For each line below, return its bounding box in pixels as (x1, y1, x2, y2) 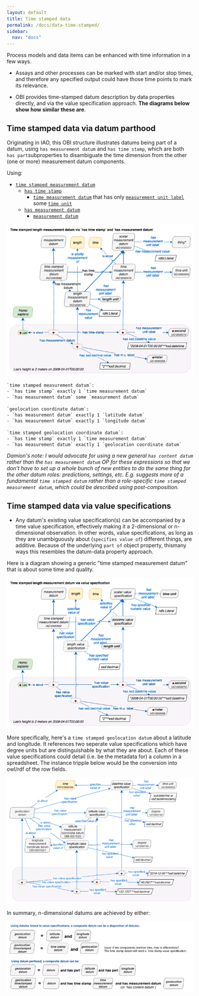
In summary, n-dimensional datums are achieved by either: (7, 909, 150, 916)
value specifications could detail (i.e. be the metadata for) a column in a (7, 753, 182, 760)
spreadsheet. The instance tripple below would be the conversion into (7, 759, 178, 767)
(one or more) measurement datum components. (7, 158, 126, 165)
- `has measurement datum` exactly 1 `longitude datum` (7, 418, 147, 424)
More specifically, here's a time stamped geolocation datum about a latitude (7, 734, 192, 741)
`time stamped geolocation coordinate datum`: (7, 430, 124, 436)
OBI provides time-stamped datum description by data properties (15, 94, 175, 101)
